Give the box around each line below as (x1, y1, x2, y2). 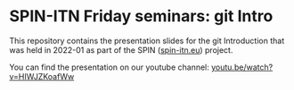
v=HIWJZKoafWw (9, 71, 75, 81)
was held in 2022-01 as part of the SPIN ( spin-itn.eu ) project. (9, 44, 233, 55)
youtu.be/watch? (210, 62, 274, 72)
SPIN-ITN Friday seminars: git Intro (9, 6, 274, 26)
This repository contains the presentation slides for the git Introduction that (9, 35, 285, 46)
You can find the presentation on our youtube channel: (9, 62, 209, 72)
